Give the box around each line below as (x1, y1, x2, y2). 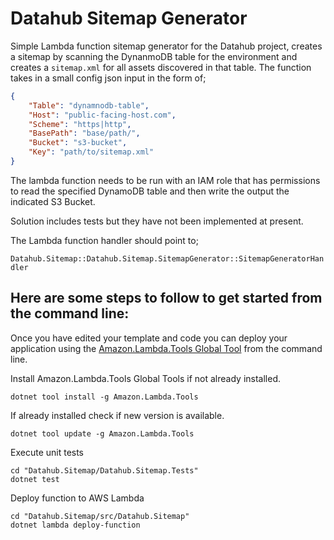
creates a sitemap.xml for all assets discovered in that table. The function (10, 61, 312, 73)
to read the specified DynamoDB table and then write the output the (10, 185, 290, 197)
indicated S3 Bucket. (10, 195, 96, 207)
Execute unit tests (10, 446, 85, 458)
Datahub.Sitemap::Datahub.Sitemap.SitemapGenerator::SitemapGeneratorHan (10, 253, 325, 264)
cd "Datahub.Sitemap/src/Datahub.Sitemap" (10, 511, 190, 521)
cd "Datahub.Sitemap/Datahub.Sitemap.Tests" (10, 465, 199, 476)
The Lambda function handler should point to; (10, 234, 199, 246)
